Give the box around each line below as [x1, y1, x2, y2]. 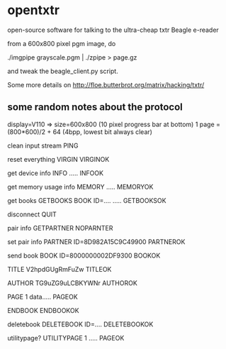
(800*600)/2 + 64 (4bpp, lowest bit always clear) [7, 127, 152, 136]
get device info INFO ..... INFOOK [7, 169, 104, 177]
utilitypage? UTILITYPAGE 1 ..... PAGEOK [7, 333, 125, 342]
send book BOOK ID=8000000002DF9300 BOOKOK [7, 251, 161, 260]
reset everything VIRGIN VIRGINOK [7, 155, 110, 163]
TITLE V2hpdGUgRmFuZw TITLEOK [7, 265, 112, 273]
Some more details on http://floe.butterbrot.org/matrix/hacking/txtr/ [7, 80, 205, 89]
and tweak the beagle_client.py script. [7, 67, 118, 75]
